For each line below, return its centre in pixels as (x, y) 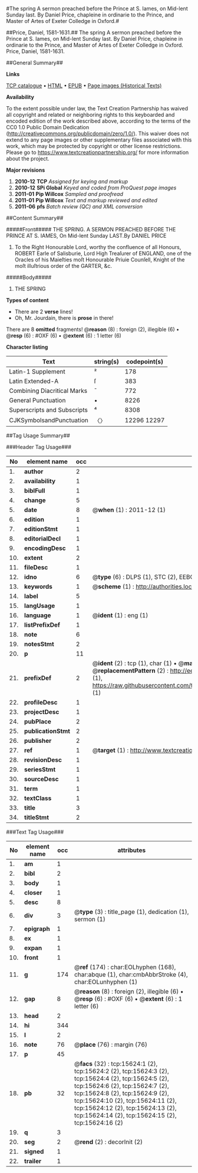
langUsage (40, 606)
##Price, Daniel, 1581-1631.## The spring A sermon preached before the (94, 32)
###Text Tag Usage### (35, 832)
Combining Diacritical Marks (48, 391)
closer (33, 892)
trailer (33, 1161)
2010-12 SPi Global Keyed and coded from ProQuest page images (95, 188)
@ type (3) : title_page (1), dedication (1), (131, 912)
